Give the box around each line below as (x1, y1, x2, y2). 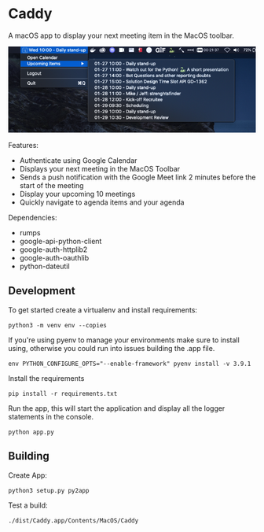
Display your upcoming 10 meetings (19, 189, 136, 198)
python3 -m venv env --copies (8, 321, 108, 329)
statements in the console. (8, 412, 94, 421)
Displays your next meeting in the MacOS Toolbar (19, 164, 181, 173)
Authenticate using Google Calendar (19, 155, 137, 165)
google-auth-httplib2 (19, 245, 88, 254)
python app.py (8, 428, 55, 436)
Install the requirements (8, 373, 85, 382)
